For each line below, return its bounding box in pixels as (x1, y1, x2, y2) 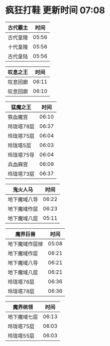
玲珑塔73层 (8, 170, 35, 177)
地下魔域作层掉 (8, 240, 44, 248)
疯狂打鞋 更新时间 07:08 (5, 5, 105, 16)
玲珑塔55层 (8, 332, 35, 339)
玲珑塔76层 (8, 278, 35, 285)
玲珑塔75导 (8, 151, 35, 158)
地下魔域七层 (8, 313, 39, 320)
